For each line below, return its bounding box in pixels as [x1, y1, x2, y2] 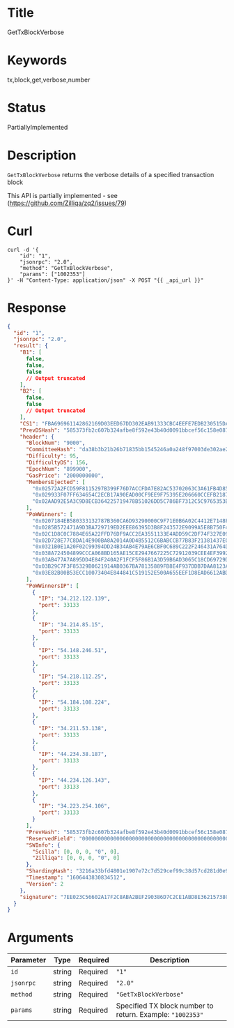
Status [7, 100, 47, 116]
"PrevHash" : [25, 829, 61, 836]
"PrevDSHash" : [19, 427, 61, 434]
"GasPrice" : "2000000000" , [25, 472, 104, 479]
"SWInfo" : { [25, 842, 61, 849]
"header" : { [19, 433, 54, 440]
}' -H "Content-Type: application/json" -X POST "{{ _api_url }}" [7, 277, 204, 284]
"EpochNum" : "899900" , [25, 465, 92, 472]
